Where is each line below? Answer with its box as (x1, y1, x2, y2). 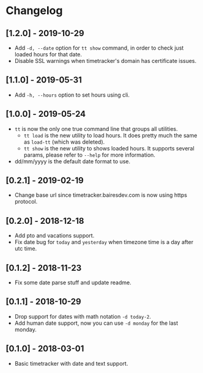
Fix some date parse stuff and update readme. (14, 279, 132, 286)
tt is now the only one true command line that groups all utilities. (14, 125, 178, 132)
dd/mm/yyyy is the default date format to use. (14, 157, 131, 165)
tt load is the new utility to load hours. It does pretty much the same (23, 131, 197, 139)
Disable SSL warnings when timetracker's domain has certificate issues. (14, 57, 197, 64)
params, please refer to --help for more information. (23, 151, 155, 158)
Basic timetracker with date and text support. (14, 360, 128, 367)
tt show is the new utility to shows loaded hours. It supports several (23, 144, 195, 152)
